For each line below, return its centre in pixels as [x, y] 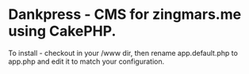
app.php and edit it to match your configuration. [86, 61]
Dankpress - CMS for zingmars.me [125, 15]
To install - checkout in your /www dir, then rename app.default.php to [123, 53]
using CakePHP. [62, 31]
